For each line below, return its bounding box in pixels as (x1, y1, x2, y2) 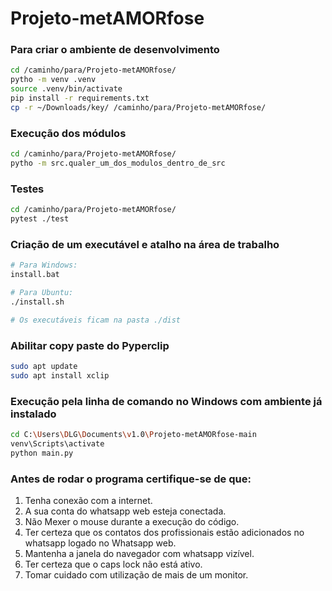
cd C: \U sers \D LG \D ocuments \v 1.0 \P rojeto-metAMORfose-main (10, 429, 257, 439)
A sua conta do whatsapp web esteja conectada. (24, 505, 227, 517)
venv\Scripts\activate (10, 438, 105, 449)
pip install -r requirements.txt (10, 93, 150, 104)
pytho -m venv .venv (10, 75, 97, 85)
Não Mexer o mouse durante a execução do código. (24, 515, 240, 527)
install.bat (10, 270, 60, 280)
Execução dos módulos (10, 126, 127, 140)
